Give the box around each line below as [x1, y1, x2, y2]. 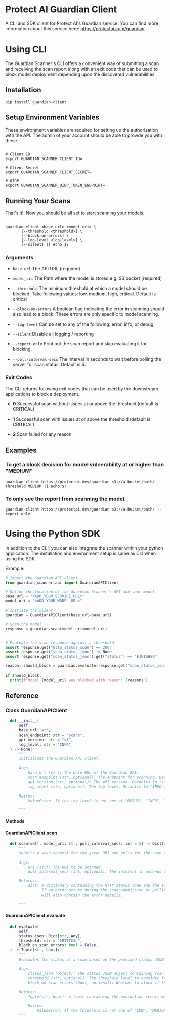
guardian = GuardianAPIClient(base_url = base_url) [5, 613, 112, 618]
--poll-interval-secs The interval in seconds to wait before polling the [12, 356, 161, 362]
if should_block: [5, 673, 42, 678]
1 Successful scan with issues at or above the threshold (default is [12, 416, 151, 422]
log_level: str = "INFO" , [18, 742, 73, 747]
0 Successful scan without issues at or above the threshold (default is [12, 400, 158, 407]
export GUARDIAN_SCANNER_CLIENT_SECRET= [5, 169, 92, 175]
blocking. [12, 346, 32, 352]
